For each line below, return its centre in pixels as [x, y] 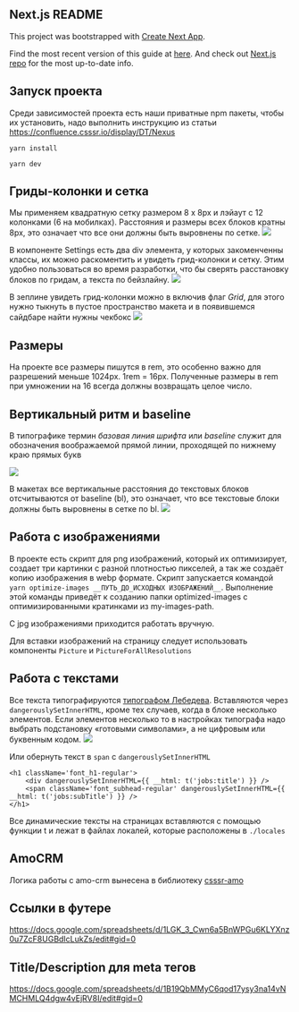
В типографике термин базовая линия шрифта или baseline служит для [145, 436]
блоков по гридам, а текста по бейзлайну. [89, 280]
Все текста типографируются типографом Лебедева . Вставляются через [149, 700]
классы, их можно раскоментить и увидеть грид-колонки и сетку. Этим [147, 259]
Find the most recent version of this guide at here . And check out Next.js [143, 54]
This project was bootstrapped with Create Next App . [107, 36]
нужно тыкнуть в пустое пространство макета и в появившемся [133, 307]
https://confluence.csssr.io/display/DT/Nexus [92, 132]
